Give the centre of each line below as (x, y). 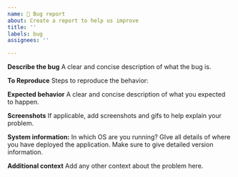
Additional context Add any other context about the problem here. (105, 166)
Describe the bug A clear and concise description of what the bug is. (109, 67)
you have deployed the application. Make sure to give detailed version (110, 145)
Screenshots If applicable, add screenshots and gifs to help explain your (115, 116)
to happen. (23, 102)
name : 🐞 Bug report (36, 14)
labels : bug (25, 34)
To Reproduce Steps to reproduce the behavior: (78, 81)
